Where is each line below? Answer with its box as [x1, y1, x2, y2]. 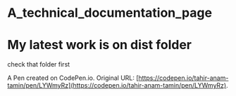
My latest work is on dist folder [7, 37, 192, 53]
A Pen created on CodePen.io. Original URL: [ [7, 74, 139, 82]
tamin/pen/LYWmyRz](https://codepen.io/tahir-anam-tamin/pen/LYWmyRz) [7, 81, 227, 90]
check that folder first [7, 60, 70, 69]
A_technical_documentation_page [7, 5, 213, 21]
